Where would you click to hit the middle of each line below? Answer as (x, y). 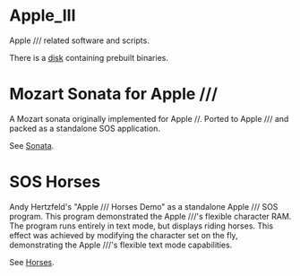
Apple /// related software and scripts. (79, 40)
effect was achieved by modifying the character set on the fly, (124, 235)
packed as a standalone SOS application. (85, 128)
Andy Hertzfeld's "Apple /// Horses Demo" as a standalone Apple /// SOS (144, 206)
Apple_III (43, 16)
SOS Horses (55, 182)
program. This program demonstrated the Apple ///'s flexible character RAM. (150, 216)
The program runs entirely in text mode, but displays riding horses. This (141, 226)
